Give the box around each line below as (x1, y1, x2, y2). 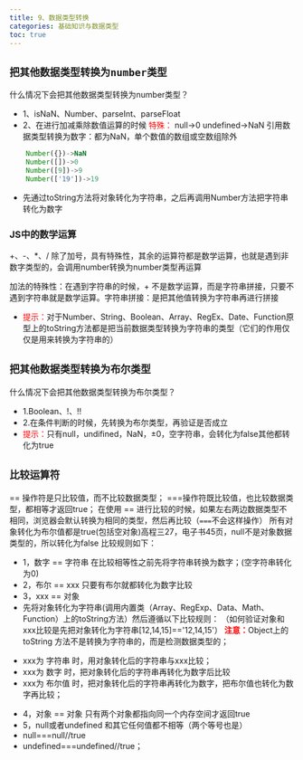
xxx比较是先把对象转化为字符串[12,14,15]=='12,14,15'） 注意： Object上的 (22, 624, 289, 635)
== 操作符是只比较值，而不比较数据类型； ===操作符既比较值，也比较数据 (9, 492, 287, 503)
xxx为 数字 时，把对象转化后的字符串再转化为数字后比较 (22, 666, 231, 677)
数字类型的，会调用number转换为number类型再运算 (9, 261, 202, 272)
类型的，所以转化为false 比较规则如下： (9, 537, 156, 548)
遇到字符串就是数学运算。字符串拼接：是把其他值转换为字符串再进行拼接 (9, 291, 279, 303)
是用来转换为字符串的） (30, 334, 118, 345)
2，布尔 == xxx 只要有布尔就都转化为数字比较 (22, 579, 193, 590)
